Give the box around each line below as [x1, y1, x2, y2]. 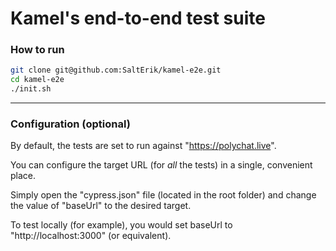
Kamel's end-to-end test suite [10, 7, 266, 30]
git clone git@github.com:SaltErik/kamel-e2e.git [10, 65, 222, 76]
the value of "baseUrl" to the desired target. [10, 200, 192, 212]
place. [10, 170, 37, 182]
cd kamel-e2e [10, 75, 65, 85]
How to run [10, 43, 65, 57]
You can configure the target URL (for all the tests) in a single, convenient [10, 159, 313, 171]
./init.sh [10, 84, 52, 94]
